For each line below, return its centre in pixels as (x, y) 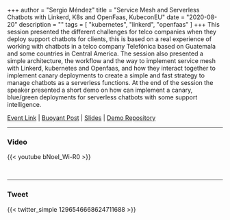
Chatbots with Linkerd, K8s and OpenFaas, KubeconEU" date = (96, 17)
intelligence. (24, 105)
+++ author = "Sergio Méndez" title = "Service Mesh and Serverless (103, 10)
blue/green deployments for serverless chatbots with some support (102, 97)
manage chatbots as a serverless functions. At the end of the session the (110, 83)
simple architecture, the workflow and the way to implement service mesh (111, 61)
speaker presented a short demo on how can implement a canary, (100, 90)
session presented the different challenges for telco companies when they (112, 32)
